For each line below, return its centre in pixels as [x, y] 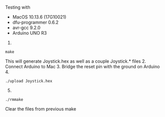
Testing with [18, 7]
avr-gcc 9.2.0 [26, 28]
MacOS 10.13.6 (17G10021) [39, 17]
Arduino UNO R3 [29, 33]
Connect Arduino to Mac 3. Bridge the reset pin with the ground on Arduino [82, 67]
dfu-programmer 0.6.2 [35, 22]
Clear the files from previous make [41, 109]
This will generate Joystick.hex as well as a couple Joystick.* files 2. [76, 61]
